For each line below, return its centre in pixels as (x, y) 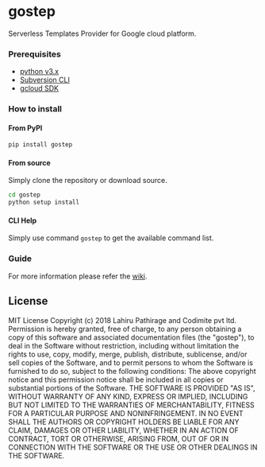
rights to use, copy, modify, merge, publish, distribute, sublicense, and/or (128, 354)
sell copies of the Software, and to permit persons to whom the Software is (131, 362)
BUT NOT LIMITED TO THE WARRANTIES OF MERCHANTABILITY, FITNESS (132, 405)
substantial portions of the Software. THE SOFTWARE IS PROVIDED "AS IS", (132, 387)
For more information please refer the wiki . (78, 276)
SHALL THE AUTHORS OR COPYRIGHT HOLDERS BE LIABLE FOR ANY (124, 422)
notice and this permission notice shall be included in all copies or (116, 379)
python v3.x (39, 72)
